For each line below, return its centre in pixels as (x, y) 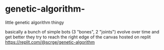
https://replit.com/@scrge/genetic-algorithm (50, 42)
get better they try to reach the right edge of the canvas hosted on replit (78, 37)
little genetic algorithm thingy (35, 22)
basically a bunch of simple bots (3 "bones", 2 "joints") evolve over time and (82, 32)
